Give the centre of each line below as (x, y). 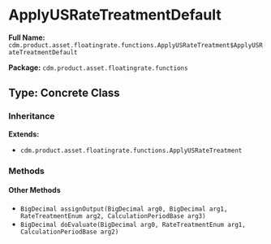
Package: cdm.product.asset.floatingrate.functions (98, 68)
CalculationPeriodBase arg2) (69, 232)
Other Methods (34, 190)
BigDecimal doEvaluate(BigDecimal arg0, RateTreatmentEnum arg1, (133, 224)
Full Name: (27, 37)
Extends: (24, 134)
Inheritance (32, 116)
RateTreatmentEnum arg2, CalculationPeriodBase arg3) (113, 216)
